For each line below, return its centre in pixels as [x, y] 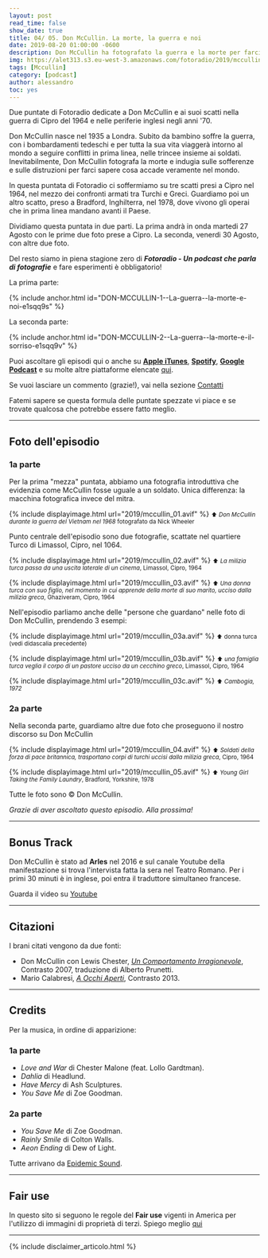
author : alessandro [41, 82]
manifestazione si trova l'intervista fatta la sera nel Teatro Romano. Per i [127, 870]
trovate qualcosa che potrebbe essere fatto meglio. [93, 409]
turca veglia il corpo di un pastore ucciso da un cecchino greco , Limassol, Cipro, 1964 [127, 666]
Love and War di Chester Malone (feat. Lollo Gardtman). [113, 1068]
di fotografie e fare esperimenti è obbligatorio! [85, 267]
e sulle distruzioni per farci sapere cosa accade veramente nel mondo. [124, 170]
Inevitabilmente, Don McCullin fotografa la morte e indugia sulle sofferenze [132, 162]
